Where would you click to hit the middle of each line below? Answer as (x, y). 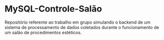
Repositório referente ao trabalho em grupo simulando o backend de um (78, 22)
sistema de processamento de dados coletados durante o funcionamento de (82, 27)
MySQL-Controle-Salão (53, 9)
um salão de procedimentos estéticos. (43, 32)
